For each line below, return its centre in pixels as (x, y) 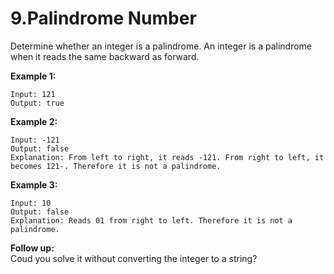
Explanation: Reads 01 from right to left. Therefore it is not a (151, 220)
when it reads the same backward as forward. (105, 56)
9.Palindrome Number (103, 18)
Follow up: (32, 248)
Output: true (37, 103)
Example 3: (34, 184)
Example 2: (34, 121)
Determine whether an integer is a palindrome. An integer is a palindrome (161, 46)
